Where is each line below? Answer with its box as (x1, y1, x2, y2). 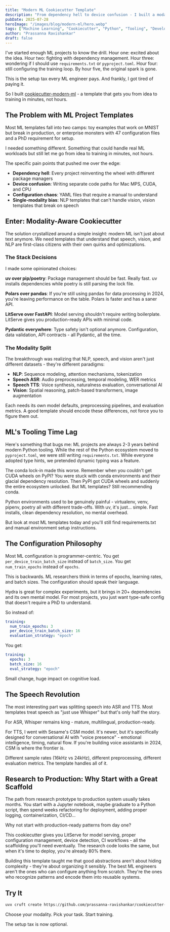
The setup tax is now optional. (5, 921, 68, 927)
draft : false (5, 36, 33, 41)
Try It (5, 888, 23, 898)
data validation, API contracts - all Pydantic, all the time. (5, 332, 121, 338)
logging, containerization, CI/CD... (5, 812, 76, 818)
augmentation (12, 392, 42, 399)
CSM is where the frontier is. (5, 745, 65, 751)
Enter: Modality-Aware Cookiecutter (5, 217, 122, 226)
